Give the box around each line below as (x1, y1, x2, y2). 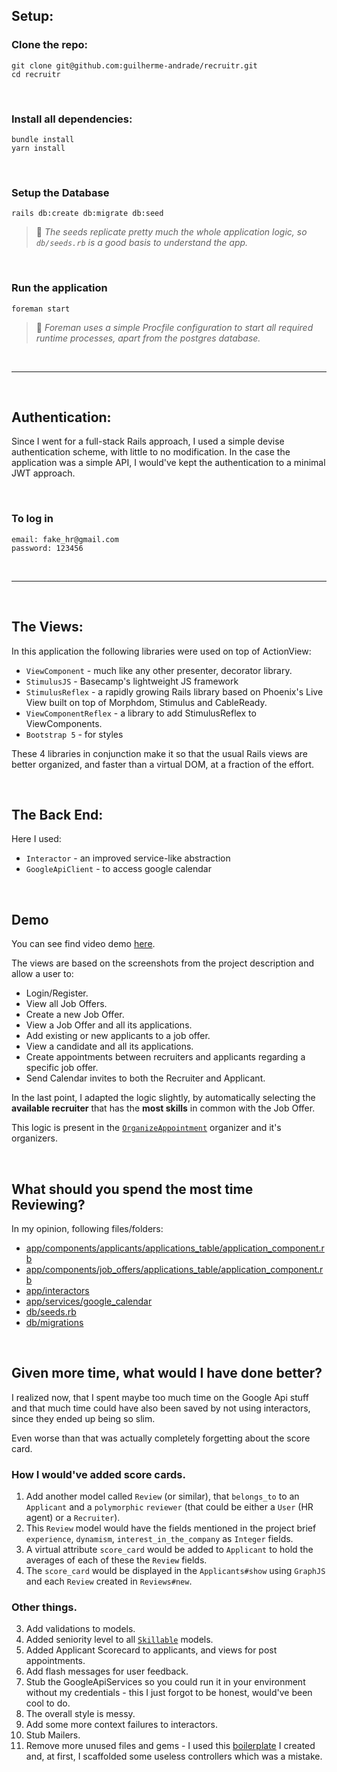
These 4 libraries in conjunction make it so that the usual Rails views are (11, 747, 308, 759)
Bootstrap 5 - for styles (25, 728, 124, 740)
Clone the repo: (11, 38, 89, 52)
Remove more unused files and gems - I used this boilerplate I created (25, 1740, 316, 1752)
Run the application (11, 281, 108, 295)
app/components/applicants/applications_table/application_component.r (25, 1242, 325, 1254)
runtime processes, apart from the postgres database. (35, 332, 261, 344)
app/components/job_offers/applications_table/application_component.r (25, 1263, 324, 1275)
